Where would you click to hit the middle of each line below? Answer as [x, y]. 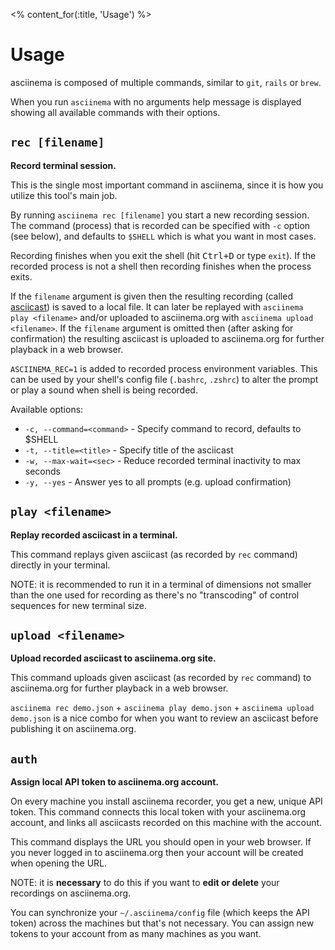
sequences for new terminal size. [78, 605]
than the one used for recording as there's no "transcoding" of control [155, 595]
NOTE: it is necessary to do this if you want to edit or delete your [145, 883]
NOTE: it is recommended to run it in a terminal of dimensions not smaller [161, 584]
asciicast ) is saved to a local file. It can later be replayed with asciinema [157, 306]
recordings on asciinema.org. [71, 893]
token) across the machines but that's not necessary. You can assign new [162, 923]
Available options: [47, 409]
